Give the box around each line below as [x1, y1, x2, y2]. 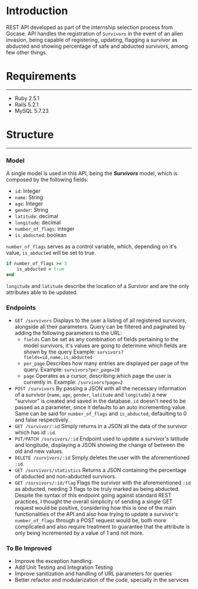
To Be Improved [6, 544, 52, 552]
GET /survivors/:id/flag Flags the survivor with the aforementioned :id [14, 479, 191, 486]
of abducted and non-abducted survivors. [14, 473, 117, 480]
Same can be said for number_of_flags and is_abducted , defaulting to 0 [14, 410, 187, 418]
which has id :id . [14, 429, 57, 436]
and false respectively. [14, 416, 70, 423]
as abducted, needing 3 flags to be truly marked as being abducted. [14, 486, 180, 493]
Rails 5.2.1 [14, 101, 39, 108]
